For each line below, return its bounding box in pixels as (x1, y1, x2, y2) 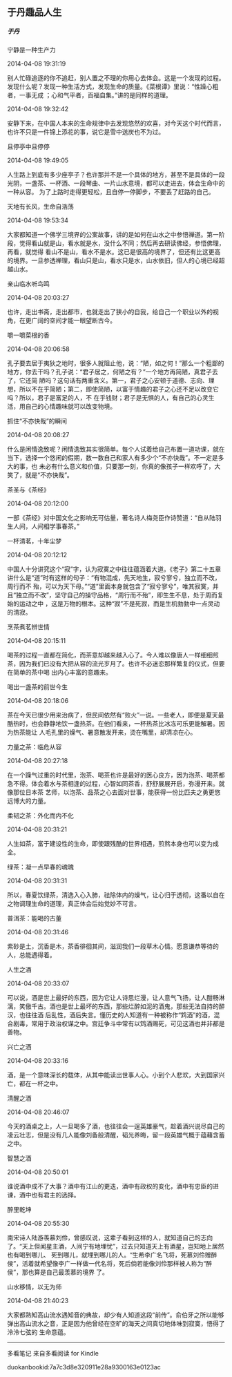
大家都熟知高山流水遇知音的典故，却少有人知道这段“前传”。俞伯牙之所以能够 (7, 1311, 224, 1319)
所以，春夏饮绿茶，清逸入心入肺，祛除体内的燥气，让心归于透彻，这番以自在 (7, 891, 225, 899)
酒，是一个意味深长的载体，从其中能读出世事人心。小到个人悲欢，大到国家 (7, 1071, 219, 1079)
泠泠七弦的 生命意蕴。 (7, 1328, 70, 1336)
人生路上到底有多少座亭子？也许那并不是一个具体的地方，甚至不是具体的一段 (7, 171, 225, 179)
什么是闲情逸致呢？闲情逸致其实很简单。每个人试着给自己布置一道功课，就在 (7, 445, 225, 454)
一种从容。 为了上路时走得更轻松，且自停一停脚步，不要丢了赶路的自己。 (7, 188, 215, 196)
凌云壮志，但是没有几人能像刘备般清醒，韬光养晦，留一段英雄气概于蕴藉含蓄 (7, 1131, 225, 1139)
